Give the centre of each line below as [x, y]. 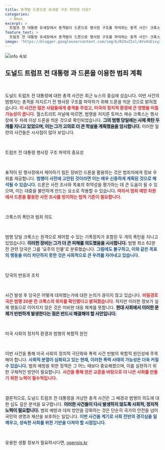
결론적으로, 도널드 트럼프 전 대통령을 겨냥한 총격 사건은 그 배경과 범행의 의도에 [80, 398]
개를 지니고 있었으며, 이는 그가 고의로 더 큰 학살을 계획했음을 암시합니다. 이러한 [79, 126]
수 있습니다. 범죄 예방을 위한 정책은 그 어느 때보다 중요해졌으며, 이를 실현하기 [78, 366]
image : [12, 42]
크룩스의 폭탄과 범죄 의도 [29, 217]
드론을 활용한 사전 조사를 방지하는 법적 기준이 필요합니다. [68, 197]
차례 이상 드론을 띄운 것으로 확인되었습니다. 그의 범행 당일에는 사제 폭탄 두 [89, 120]
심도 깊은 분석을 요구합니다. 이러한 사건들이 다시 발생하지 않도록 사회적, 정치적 [84, 404]
